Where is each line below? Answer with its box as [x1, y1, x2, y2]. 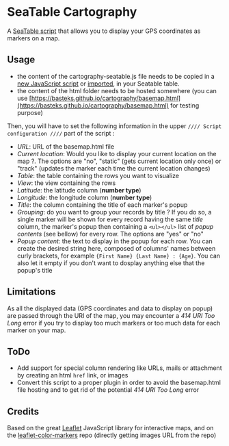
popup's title [16, 266, 53, 274]
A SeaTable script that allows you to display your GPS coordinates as [7, 27, 201, 35]
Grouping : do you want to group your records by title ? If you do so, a [16, 208, 212, 216]
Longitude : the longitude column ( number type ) [16, 193, 152, 201]
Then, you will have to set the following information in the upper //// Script [7, 121, 222, 130]
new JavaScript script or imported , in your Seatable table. [16, 79, 180, 88]
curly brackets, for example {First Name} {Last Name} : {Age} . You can [16, 251, 221, 260]
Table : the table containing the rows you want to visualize [16, 171, 180, 179]
